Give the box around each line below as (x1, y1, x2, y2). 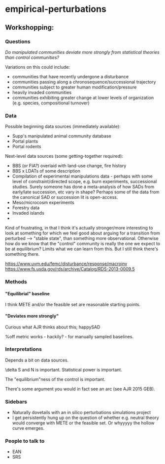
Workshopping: (5, 23, 54, 32)
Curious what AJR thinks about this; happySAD (5, 324, 100, 330)
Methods (5, 278, 27, 285)
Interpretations (5, 346, 42, 353)
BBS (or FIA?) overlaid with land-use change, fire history (12, 163, 127, 169)
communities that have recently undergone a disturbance (12, 73, 129, 80)
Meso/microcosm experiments (12, 199, 75, 206)
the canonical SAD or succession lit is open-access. (12, 194, 118, 200)
